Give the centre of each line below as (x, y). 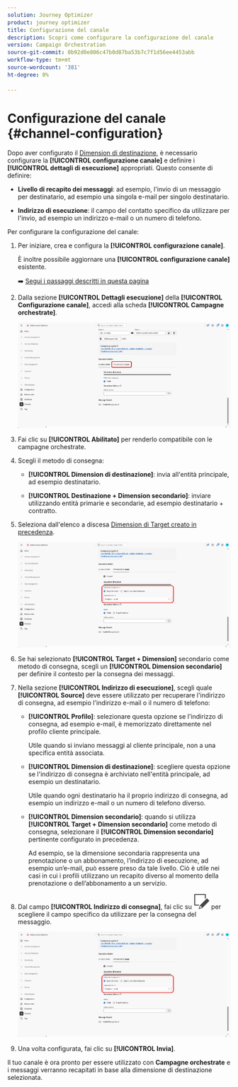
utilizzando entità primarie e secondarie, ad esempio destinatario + (126, 503)
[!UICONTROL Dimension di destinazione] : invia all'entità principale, (129, 475)
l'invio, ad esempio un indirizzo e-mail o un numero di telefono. (109, 218)
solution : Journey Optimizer (50, 15)
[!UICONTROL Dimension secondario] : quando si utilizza (112, 817)
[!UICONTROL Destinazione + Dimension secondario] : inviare (119, 496)
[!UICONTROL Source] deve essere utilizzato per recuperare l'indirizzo (121, 695)
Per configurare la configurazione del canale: (73, 232)
